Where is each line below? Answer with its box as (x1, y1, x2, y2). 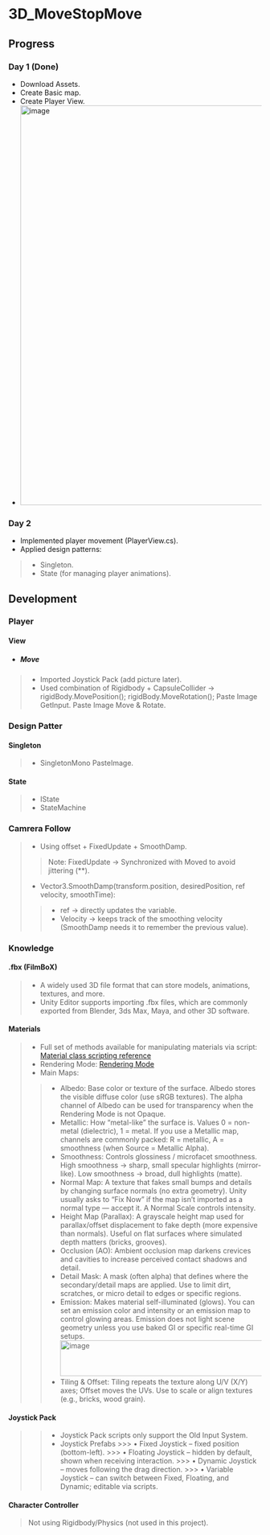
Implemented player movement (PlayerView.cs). (19, 536, 178, 545)
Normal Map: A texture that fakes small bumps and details (59, 1178, 252, 1187)
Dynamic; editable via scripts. (59, 1482, 158, 1492)
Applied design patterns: (19, 545, 102, 554)
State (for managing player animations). (39, 569, 171, 578)
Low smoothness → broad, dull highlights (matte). (77, 1169, 243, 1179)
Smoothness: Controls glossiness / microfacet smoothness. (59, 1152, 257, 1161)
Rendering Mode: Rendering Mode (39, 1060, 155, 1068)
